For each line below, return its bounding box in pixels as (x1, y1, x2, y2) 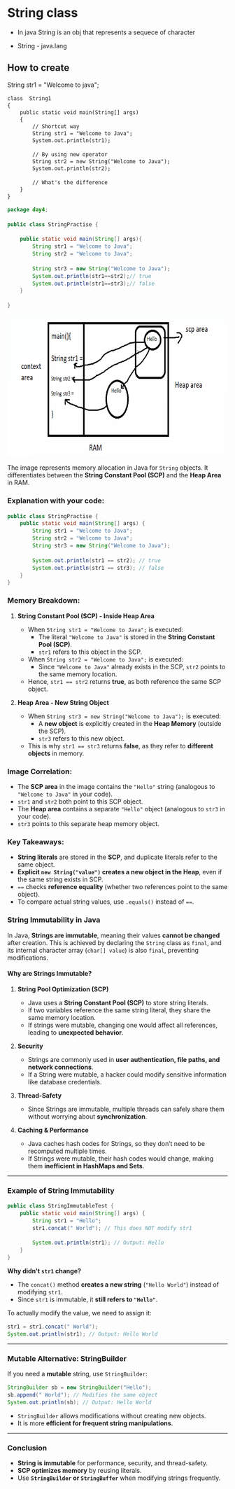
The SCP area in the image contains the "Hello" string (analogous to (17, 782, 215, 790)
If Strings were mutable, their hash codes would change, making (27, 1154, 214, 1163)
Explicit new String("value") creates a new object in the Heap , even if (17, 868, 222, 876)
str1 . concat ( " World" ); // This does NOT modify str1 (32, 1224, 192, 1231)
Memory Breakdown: (7, 596, 80, 606)
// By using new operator (32, 151, 108, 158)
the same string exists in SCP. (17, 875, 104, 883)
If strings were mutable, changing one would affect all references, (27, 1021, 218, 1029)
